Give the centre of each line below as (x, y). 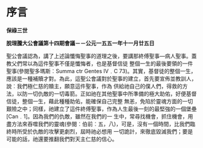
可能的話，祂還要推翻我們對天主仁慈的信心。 (62, 139)
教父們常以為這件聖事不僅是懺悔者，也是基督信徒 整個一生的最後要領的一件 (100, 63)
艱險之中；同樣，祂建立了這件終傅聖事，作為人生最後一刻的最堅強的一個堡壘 (101, 109)
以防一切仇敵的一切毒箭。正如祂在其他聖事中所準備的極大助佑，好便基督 (107, 94)
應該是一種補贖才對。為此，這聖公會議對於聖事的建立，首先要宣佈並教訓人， (101, 79)
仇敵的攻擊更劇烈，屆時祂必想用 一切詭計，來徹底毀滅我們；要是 (113, 131)
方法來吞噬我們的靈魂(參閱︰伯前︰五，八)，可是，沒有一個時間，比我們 (101, 124)
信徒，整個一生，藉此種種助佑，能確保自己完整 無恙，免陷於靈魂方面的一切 (100, 101)
